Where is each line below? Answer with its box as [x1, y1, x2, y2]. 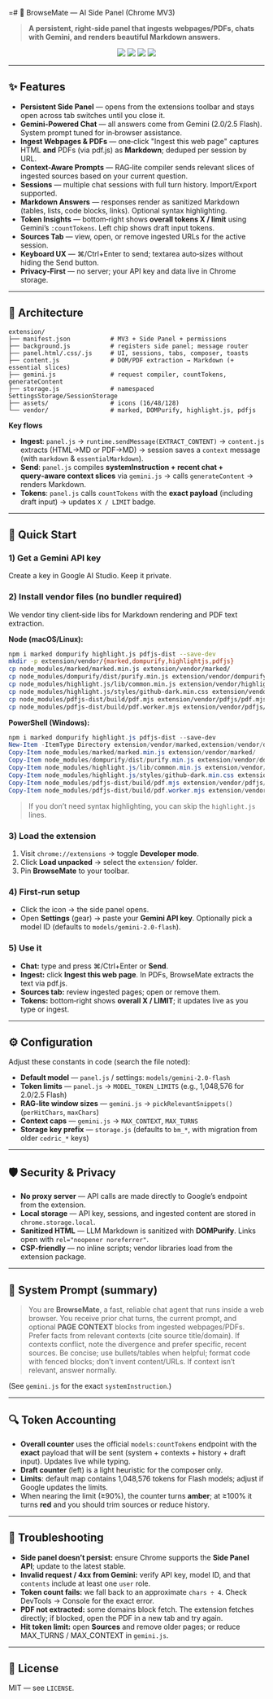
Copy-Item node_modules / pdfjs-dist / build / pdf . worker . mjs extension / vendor [8, 786, 267, 794]
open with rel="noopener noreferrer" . [19, 1235, 149, 1245]
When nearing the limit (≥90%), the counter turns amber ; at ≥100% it [19, 1490, 253, 1500]
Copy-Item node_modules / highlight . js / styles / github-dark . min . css [8, 770, 234, 779]
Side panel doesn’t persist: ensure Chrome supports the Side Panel [19, 1552, 249, 1562]
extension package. [19, 1252, 87, 1262]
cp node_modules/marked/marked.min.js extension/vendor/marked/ [8, 665, 231, 674]
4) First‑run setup [8, 886, 80, 898]
